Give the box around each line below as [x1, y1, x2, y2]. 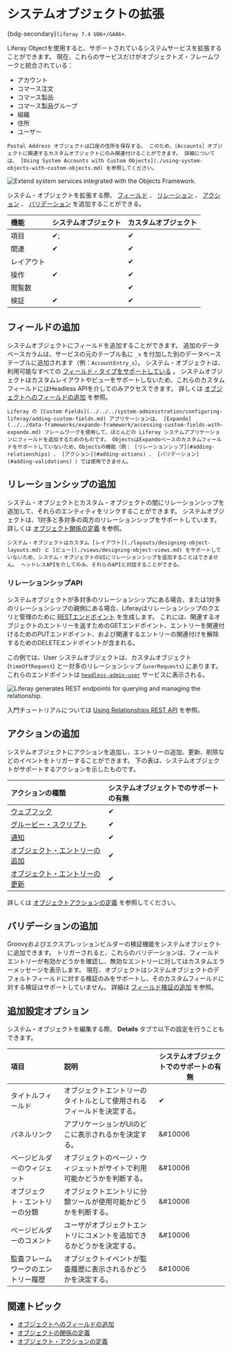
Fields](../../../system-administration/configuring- [64, 408, 223, 415]
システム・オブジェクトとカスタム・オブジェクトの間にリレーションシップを [7, 498, 225, 506]
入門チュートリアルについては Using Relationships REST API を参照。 [7, 706, 204, 714]
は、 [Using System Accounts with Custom [7, 157, 126, 164]
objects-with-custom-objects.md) [7, 164, 104, 171]
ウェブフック [10, 807, 53, 816]
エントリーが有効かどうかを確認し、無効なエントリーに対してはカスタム [7, 957, 213, 965]
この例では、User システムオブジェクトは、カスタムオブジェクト [7, 653, 192, 661]
